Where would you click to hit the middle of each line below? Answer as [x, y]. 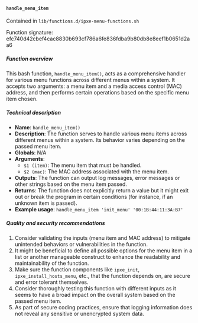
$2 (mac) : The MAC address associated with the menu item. [96, 172]
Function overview [30, 58]
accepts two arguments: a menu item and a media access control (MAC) [94, 86]
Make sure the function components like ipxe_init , [77, 270]
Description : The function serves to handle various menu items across [101, 134]
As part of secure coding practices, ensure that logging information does [103, 308]
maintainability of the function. [52, 263]
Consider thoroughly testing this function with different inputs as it [95, 289]
